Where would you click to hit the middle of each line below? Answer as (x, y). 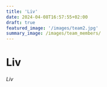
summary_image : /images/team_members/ (53, 34)
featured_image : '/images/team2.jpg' (52, 28)
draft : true (21, 22)
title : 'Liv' (22, 11)
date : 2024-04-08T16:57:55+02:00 (47, 17)
